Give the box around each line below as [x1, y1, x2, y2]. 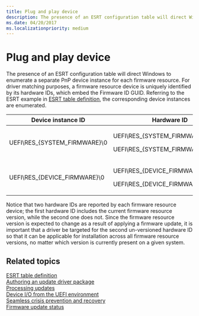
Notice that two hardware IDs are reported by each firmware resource [6, 201, 176, 208]
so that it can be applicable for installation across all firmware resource [6, 232, 179, 240]
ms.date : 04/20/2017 [6, 20, 57, 25]
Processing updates [6, 285, 55, 291]
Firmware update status [6, 304, 64, 310]
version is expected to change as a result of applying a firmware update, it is [6, 220, 193, 227]
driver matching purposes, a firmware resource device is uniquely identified [6, 83, 191, 90]
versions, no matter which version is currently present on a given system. [6, 239, 185, 246]
